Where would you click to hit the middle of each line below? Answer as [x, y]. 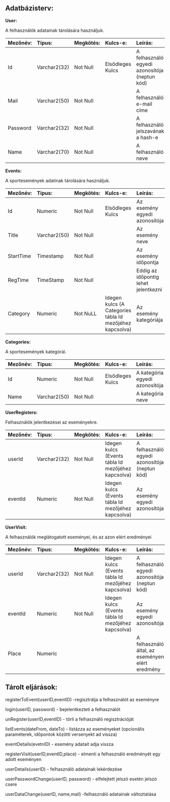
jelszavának [150, 131]
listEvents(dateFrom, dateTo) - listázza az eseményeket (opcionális [75, 729]
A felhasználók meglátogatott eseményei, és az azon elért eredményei [78, 537]
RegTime [18, 280]
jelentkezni [149, 289]
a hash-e [147, 137]
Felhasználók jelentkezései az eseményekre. [52, 422]
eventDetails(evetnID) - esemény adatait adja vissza [59, 744]
